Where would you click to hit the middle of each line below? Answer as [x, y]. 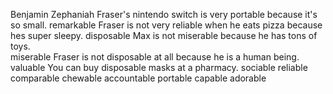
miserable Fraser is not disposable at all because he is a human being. [155, 57]
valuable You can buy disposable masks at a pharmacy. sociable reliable [159, 67]
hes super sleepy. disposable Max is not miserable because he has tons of [164, 35]
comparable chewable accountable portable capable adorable [138, 78]
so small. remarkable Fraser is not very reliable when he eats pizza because [166, 25]
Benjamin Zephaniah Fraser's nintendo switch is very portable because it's [164, 14]
